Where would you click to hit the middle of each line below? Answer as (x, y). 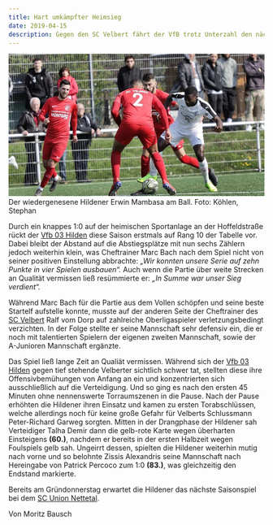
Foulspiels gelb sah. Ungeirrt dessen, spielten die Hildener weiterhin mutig (133, 448)
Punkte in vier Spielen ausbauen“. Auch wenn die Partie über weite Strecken (136, 269)
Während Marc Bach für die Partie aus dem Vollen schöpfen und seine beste (136, 302)
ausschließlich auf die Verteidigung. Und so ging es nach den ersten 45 (128, 387)
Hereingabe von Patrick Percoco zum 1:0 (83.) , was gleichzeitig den (123, 465)
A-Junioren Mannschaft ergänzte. (65, 345)
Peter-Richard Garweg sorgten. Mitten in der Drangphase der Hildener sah (133, 422)
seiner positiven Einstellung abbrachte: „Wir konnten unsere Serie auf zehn (134, 261)
